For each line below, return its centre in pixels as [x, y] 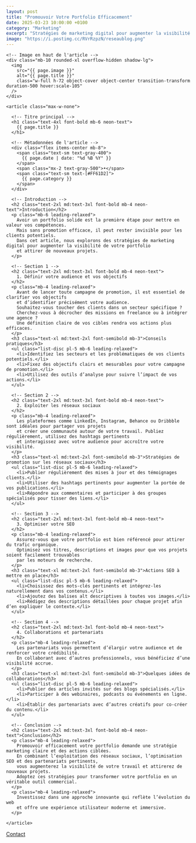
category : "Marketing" [34, 28]
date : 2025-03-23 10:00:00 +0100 [47, 22]
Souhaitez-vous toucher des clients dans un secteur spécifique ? [99, 308]
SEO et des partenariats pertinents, [52, 761]
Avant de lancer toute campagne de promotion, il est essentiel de [101, 292]
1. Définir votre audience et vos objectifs [72, 277]
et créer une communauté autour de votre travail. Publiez [90, 431]
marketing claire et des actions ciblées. [59, 751]
